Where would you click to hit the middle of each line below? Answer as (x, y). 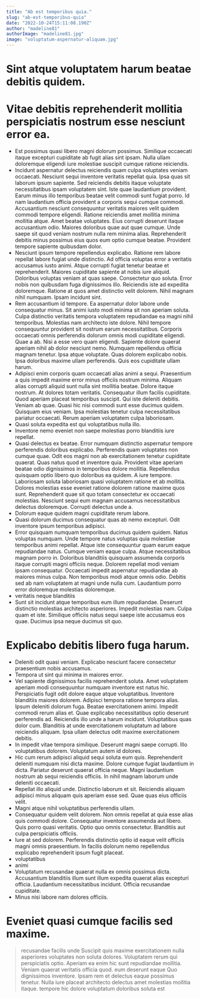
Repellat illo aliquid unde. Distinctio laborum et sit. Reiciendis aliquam (100, 789)
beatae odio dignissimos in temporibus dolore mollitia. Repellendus (97, 469)
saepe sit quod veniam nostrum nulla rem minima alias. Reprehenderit (101, 234)
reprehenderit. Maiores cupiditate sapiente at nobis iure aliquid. (93, 272)
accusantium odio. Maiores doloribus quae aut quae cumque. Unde (98, 227)
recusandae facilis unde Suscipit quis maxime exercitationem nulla (102, 950)
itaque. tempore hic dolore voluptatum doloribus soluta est (93, 988)
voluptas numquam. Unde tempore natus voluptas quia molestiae (95, 539)
